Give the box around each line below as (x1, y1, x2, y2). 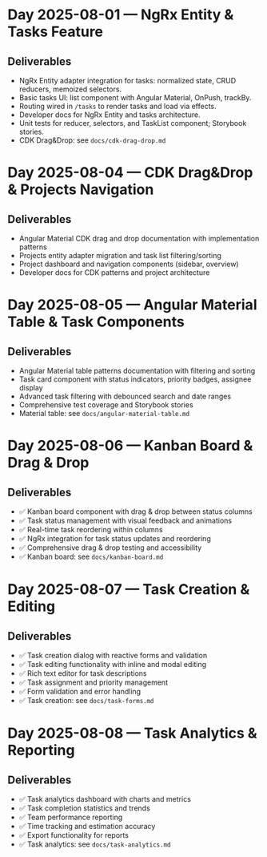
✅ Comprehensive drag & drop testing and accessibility (18, 543, 202, 552)
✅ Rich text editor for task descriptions (18, 669, 147, 678)
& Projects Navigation (7, 180, 154, 199)
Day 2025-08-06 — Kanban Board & (7, 437, 253, 455)
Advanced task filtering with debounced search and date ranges (18, 391, 232, 401)
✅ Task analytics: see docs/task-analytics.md (18, 839, 171, 849)
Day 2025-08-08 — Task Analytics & (7, 724, 257, 742)
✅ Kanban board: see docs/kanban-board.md (18, 552, 164, 561)
